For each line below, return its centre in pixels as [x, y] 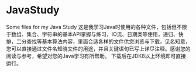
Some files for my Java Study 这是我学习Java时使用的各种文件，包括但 [92, 27]
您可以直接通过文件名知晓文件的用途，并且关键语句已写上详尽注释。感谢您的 [98, 48]
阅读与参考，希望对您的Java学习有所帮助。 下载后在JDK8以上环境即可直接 [96, 56]
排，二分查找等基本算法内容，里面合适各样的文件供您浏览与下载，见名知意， [98, 41]
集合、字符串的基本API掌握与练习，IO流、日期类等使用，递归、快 [105, 34]
